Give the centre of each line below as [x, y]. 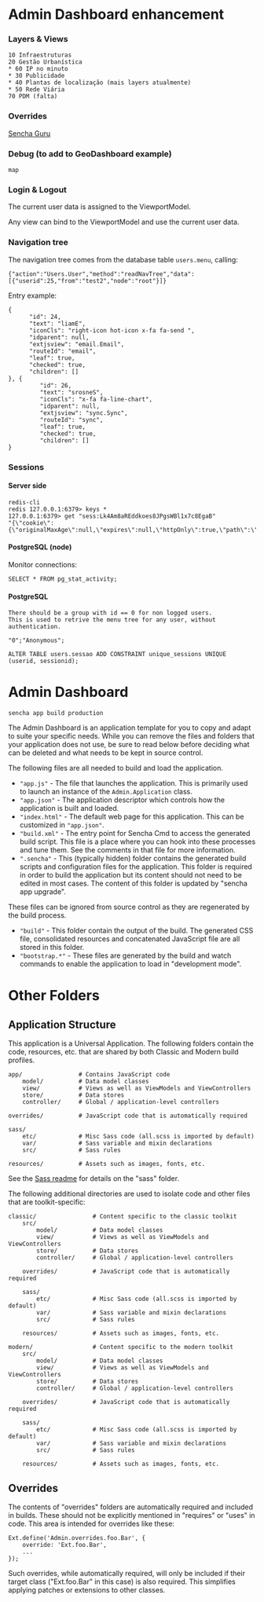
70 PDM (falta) [33, 97]
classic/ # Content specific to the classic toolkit [123, 1217]
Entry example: [33, 295]
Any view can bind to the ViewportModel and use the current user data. [124, 222]
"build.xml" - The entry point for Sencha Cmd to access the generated [135, 834]
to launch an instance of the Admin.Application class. [106, 792]
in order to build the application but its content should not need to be [130, 875]
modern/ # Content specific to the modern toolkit [121, 1347]
